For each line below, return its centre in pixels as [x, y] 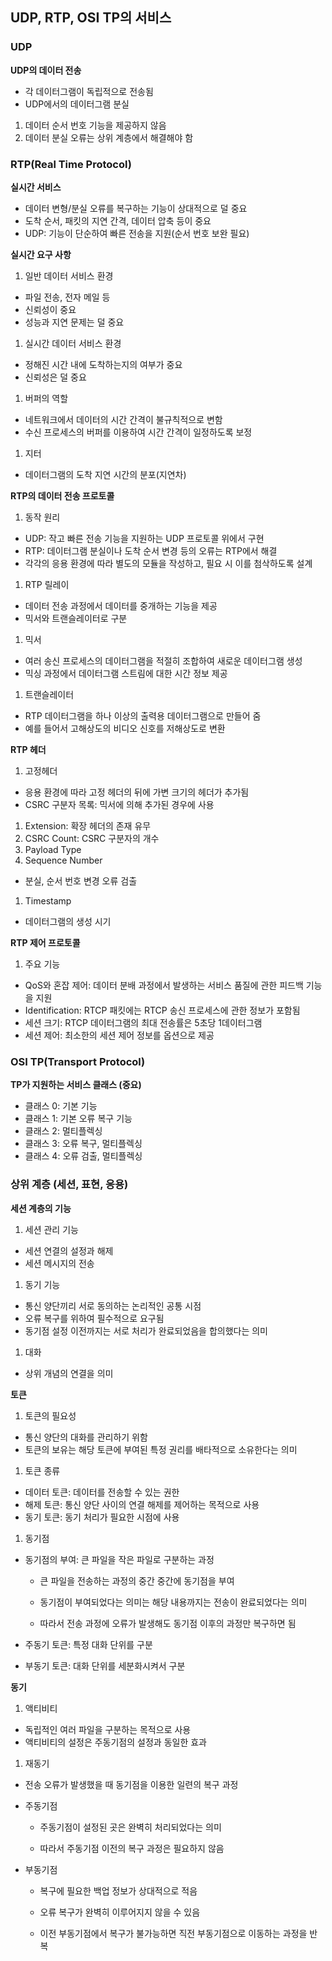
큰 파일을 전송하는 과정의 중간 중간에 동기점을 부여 [137, 1580]
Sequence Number [63, 860]
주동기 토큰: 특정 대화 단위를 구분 [88, 1644]
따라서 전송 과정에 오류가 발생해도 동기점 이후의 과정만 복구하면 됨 [168, 1623]
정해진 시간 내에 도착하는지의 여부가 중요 [103, 364]
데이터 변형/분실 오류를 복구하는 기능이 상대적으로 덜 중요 [136, 208]
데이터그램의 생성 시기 [68, 921]
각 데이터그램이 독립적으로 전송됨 [89, 91]
